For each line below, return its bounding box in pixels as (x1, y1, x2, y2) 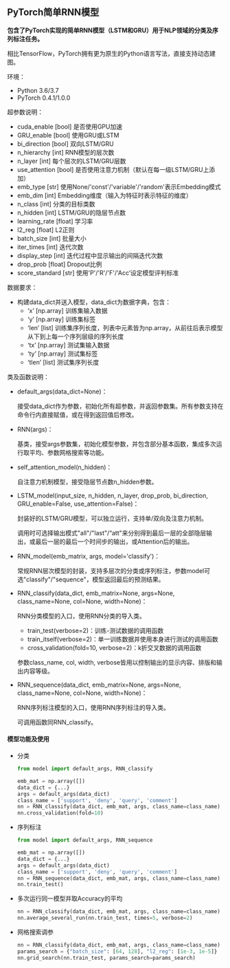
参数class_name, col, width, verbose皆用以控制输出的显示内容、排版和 (16, 658, 217, 666)
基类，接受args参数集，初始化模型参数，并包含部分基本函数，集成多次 (16, 440, 216, 448)
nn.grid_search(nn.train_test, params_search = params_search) (16, 954, 196, 961)
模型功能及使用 (7, 735, 49, 743)
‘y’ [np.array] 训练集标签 (27, 315, 96, 323)
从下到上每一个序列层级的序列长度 (27, 332, 124, 341)
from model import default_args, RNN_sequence (16, 837, 153, 844)
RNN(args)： (16, 425, 54, 433)
